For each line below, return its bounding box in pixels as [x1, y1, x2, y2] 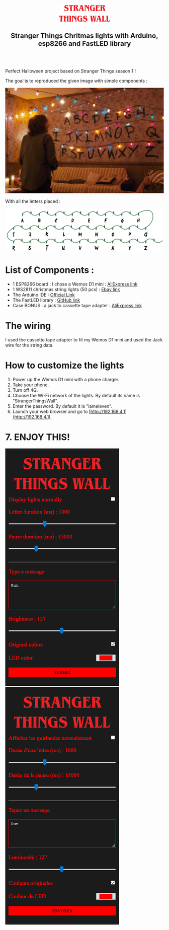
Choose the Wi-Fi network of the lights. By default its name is [12, 392, 140, 398]
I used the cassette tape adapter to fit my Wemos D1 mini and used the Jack [5, 336, 163, 342]
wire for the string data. [5, 342, 54, 348]
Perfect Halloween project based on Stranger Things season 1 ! [5, 68, 136, 74]
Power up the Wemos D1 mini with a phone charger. [12, 376, 120, 382]
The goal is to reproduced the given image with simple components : [5, 78, 147, 84]
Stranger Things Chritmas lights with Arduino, [11, 32, 158, 40]
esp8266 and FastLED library [38, 39, 131, 48]
